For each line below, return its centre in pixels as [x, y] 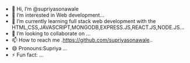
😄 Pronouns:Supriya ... [39, 48]
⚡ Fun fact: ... [27, 55]
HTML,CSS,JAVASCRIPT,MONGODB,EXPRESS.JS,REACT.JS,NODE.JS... [98, 27]
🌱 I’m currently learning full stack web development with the [84, 21]
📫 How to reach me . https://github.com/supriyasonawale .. [82, 40]
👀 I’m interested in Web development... [58, 15]
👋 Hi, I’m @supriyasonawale [45, 9]
